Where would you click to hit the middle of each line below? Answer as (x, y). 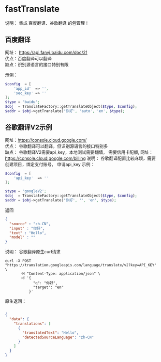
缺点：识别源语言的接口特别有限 (37, 65)
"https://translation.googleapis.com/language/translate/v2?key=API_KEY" (81, 265)
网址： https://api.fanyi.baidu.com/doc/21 (46, 52)
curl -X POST (18, 261)
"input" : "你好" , (27, 228)
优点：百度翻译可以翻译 (28, 58)
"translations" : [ (32, 324)
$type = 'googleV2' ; (26, 191)
